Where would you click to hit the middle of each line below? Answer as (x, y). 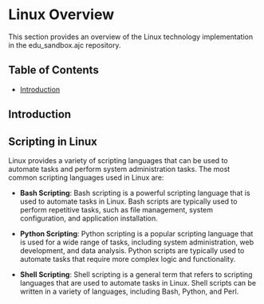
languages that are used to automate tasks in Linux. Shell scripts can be (138, 283)
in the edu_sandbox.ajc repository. (65, 45)
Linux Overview (61, 15)
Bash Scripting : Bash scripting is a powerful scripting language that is (135, 193)
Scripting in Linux (53, 141)
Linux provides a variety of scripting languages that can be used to (118, 160)
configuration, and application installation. (89, 218)
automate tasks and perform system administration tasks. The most (119, 169)
